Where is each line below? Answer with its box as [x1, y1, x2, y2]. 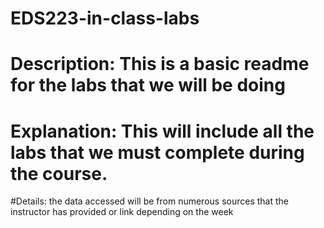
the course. [10, 162, 108, 185]
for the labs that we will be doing [10, 74, 286, 97]
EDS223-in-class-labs [10, 7, 200, 30]
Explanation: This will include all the [10, 120, 315, 142]
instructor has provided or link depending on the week [10, 206, 234, 218]
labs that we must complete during [10, 141, 305, 164]
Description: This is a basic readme [10, 53, 310, 76]
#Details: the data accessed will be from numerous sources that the [10, 195, 290, 207]
